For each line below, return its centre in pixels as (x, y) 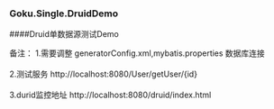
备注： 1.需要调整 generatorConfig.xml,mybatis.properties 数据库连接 (137, 53)
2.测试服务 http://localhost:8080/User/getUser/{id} (104, 74)
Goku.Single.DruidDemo (64, 14)
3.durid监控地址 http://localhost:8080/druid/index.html (110, 95)
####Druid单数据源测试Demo (64, 34)
